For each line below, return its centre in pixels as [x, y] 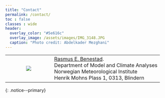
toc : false [18, 19]
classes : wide [21, 24]
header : [13, 29]
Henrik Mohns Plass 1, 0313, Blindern [99, 77]
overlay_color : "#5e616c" [37, 33]
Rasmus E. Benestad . [79, 59]
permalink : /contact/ [28, 15]
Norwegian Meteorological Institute [96, 71]
